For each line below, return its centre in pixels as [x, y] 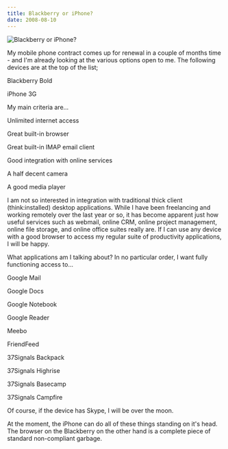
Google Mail [24, 278]
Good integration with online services [60, 160]
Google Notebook [32, 304]
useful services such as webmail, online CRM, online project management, [112, 222]
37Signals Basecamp [37, 384]
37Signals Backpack [36, 357]
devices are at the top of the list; [53, 67]
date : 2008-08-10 [32, 20]
